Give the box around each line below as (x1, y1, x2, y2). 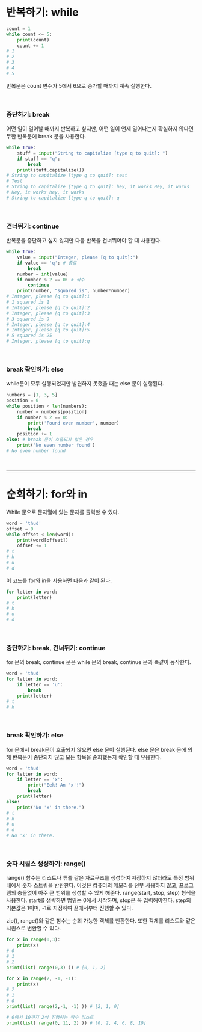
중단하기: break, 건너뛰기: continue (6, 643, 106, 652)
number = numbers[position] (17, 408, 87, 415)
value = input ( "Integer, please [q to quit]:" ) (17, 254, 138, 260)
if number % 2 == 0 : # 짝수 (17, 277, 85, 283)
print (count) (17, 37, 50, 43)
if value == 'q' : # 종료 (17, 260, 77, 266)
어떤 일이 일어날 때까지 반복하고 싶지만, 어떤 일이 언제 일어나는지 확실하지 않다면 (6, 125, 194, 132)
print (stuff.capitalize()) (17, 167, 85, 173)
